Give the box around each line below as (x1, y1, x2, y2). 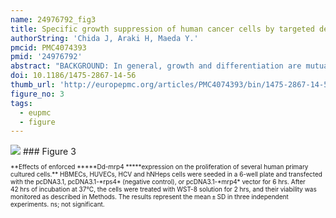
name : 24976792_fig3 (10, 14, 97, 25)
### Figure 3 (22, 146, 77, 158)
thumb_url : (10, 80, 56, 90)
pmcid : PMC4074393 (10, 42, 87, 53)
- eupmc (19, 107, 52, 118)
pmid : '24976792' (10, 52, 83, 62)
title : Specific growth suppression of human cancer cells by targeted (10, 24, 315, 34)
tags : (10, 98, 33, 108)
